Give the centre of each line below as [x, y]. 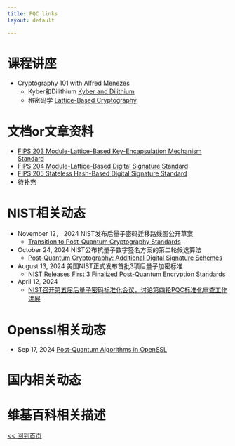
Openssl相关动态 [57, 330]
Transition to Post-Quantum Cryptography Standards [104, 242]
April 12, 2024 [38, 282]
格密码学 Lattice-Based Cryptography [82, 100]
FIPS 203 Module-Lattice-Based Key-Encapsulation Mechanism [109, 151]
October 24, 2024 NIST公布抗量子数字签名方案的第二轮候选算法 [109, 250]
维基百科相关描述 [57, 415]
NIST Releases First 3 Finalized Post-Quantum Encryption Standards [127, 274]
